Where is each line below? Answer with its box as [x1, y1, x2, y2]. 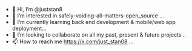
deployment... [12, 25, 47, 32]
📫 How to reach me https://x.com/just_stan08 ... [12, 38, 134, 45]
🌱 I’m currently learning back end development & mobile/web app [12, 19, 176, 25]
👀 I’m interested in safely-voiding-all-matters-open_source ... [12, 12, 165, 19]
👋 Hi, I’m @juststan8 [12, 6, 62, 13]
